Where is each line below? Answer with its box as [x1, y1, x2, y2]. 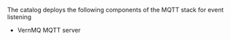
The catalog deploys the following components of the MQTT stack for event [7, 6, 224, 14]
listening [7, 13, 32, 21]
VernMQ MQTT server [17, 26, 81, 34]
